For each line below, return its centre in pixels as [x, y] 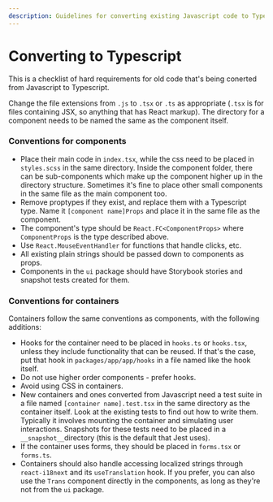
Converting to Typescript [95, 56]
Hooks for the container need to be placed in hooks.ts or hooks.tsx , [134, 343]
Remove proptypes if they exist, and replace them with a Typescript [133, 202]
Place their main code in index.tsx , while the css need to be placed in [137, 158]
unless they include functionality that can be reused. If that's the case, [138, 352]
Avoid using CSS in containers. [71, 386]
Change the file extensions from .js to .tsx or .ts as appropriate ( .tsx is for [136, 103]
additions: [25, 327]
